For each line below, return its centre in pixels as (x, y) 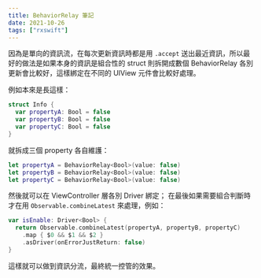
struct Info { (31, 105)
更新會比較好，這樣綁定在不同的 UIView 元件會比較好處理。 (104, 73)
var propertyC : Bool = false (63, 127)
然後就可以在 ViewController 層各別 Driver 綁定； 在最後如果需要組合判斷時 (130, 196)
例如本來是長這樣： (39, 90)
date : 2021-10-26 (37, 23)
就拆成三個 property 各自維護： (59, 150)
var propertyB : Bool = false (63, 120)
